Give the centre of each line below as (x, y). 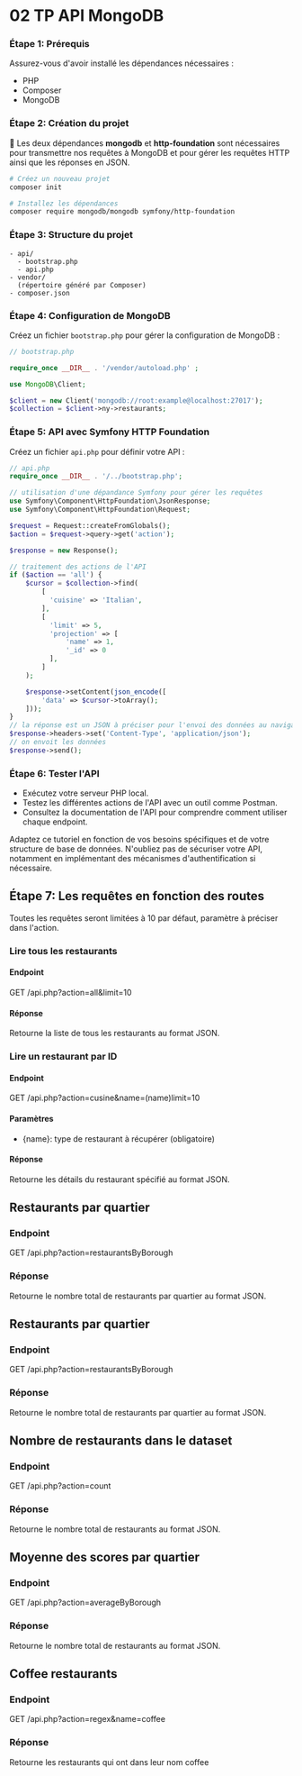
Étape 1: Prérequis (49, 44)
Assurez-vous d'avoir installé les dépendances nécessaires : (121, 63)
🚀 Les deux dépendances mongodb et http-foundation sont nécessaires (145, 143)
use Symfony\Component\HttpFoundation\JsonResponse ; (110, 501)
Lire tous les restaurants (63, 951)
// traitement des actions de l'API (78, 567)
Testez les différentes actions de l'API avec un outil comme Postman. (150, 803)
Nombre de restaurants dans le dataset (121, 1441)
